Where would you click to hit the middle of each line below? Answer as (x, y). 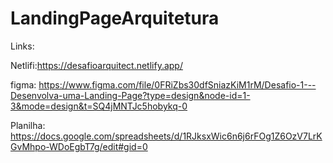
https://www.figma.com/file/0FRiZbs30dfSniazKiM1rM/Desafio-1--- (177, 84)
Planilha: (28, 125)
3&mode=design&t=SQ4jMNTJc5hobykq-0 (99, 106)
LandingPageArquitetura (115, 18)
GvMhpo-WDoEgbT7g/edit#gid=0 (79, 146)
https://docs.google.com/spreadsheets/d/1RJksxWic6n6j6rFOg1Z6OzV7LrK (166, 136)
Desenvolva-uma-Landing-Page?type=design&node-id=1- (130, 95)
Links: (22, 46)
